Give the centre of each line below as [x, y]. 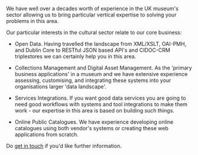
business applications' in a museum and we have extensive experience [101, 74]
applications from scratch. [46, 134]
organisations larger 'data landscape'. [60, 87]
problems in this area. [33, 21]
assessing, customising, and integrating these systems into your [93, 80]
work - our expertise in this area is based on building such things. [94, 111]
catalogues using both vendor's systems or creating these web [91, 128]
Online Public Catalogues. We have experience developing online [94, 122]
